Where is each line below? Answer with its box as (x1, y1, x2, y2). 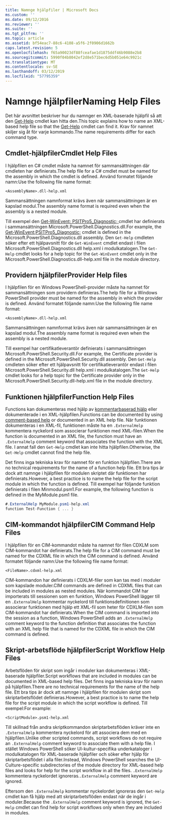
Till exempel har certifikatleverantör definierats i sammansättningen (5, 345, 146, 351)
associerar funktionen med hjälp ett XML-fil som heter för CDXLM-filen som (5, 604, 164, 610)
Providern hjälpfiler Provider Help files (5, 271, 128, 280)
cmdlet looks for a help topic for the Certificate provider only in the (5, 372, 145, 378)
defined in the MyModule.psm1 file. (5, 492, 79, 498)
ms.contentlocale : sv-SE (5, 64, 58, 69)
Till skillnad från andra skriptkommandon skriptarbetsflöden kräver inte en (5, 724, 160, 730)
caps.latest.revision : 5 (5, 45, 58, 50)
